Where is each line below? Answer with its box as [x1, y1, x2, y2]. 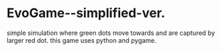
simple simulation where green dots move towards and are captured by [6, 28, 216, 37]
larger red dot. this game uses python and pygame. [6, 36, 157, 44]
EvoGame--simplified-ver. [6, 5, 166, 21]
